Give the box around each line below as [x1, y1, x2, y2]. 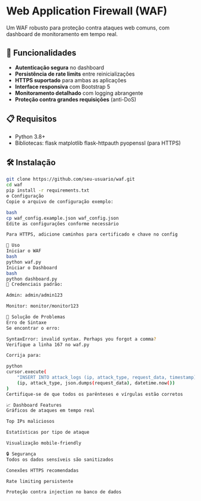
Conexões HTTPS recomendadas [6, 467, 79, 473]
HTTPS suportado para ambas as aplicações [14, 76, 127, 83]
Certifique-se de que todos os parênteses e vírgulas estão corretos [6, 391, 184, 397]
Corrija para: [6, 353, 42, 359]
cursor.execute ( [6, 369, 47, 375]
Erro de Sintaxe [6, 320, 47, 326]
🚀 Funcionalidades [6, 48, 77, 58]
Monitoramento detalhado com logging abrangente [14, 89, 144, 97]
